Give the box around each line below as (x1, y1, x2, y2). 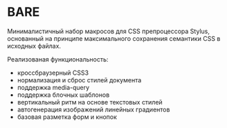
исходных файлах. (7, 42, 61, 50)
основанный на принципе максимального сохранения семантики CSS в (7, 34, 221, 42)
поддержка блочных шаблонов (17, 91, 110, 99)
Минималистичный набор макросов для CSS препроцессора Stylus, (7, 27, 210, 35)
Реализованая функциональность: (7, 55, 109, 63)
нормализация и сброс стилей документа (17, 75, 142, 84)
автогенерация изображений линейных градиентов (17, 105, 170, 113)
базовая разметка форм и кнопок (17, 112, 118, 121)
